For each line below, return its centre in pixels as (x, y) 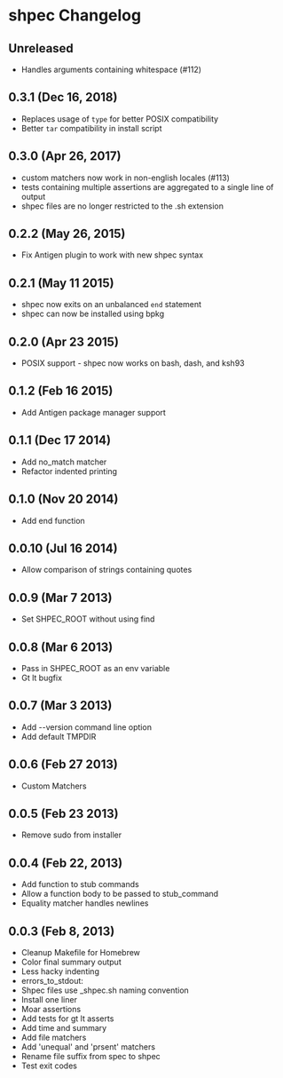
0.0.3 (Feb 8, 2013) (62, 931)
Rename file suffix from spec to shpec (90, 1056)
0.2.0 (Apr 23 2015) (63, 341)
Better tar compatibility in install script (91, 128)
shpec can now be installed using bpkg (93, 314)
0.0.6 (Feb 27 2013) (63, 765)
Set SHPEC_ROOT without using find (88, 619)
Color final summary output (71, 962)
